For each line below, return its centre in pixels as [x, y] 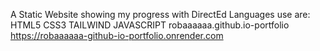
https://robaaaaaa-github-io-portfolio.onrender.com [117, 35]
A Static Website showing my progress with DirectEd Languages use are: [160, 14]
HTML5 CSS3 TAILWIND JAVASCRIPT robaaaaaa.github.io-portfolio [150, 25]
